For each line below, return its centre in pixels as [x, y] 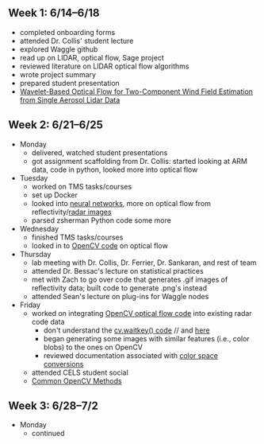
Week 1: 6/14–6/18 [54, 13]
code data [48, 321]
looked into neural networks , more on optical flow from [121, 203]
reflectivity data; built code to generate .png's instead [119, 288]
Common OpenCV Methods [77, 380]
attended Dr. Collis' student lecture [77, 41]
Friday [30, 305]
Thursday [35, 254]
